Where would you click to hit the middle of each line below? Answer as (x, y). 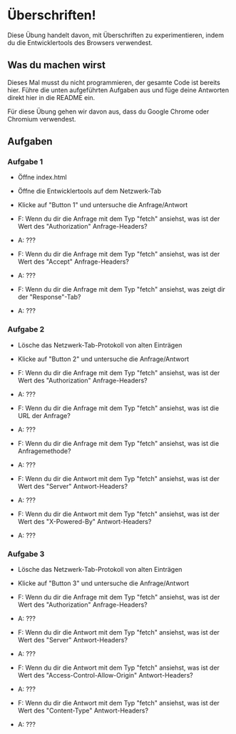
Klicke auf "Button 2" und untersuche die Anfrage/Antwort (103, 359)
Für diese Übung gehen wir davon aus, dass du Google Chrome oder (108, 111)
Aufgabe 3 (26, 554)
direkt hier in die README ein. (51, 97)
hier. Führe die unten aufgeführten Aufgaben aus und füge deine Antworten (118, 90)
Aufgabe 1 (25, 162)
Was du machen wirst (56, 65)
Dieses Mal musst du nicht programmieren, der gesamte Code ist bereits (114, 82)
